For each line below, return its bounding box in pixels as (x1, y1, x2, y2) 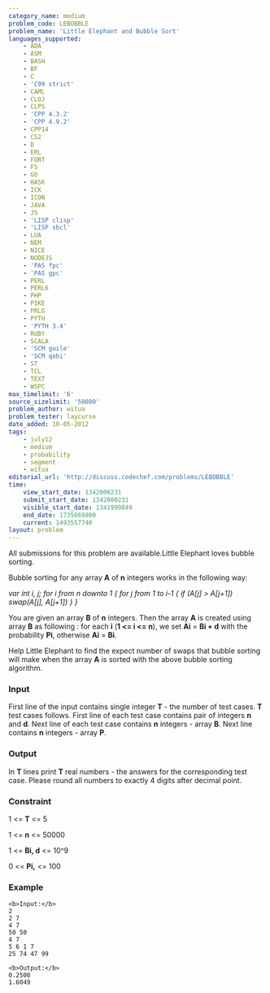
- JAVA (23, 201, 46, 209)
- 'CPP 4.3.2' (23, 111, 71, 119)
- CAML (23, 87, 46, 96)
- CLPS (23, 102, 46, 111)
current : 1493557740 (23, 518, 93, 527)
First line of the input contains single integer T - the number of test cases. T (8, 702, 263, 712)
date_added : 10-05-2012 (8, 420, 89, 429)
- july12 (23, 435, 53, 443)
